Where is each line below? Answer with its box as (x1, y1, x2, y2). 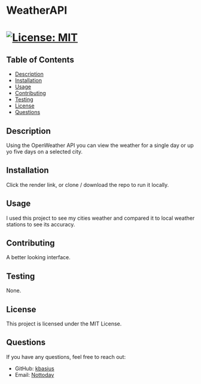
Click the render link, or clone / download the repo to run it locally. (6, 181, 169, 188)
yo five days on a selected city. (6, 148, 83, 155)
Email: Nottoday (14, 371, 54, 378)
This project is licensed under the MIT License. (6, 320, 122, 327)
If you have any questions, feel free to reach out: (6, 353, 126, 360)
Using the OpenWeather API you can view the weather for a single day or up (6, 142, 194, 149)
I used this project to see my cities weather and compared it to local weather (6, 214, 195, 222)
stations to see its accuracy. (6, 220, 75, 228)
